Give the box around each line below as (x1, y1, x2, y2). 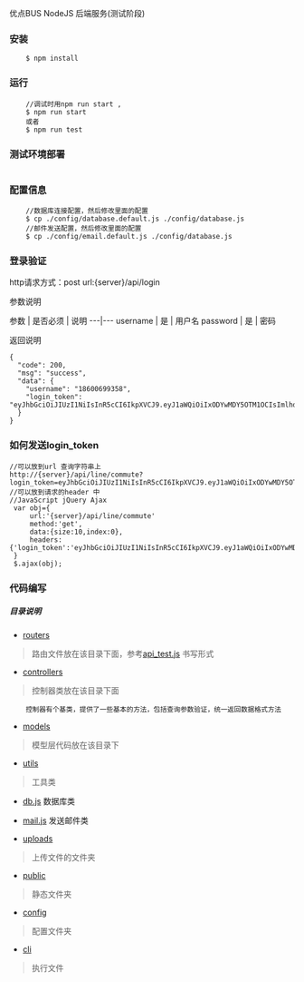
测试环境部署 (9, 148, 66, 161)
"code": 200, (17, 361, 67, 370)
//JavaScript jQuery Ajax (9, 496, 107, 505)
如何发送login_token (9, 439, 100, 452)
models (22, 721, 51, 732)
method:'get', (29, 519, 83, 528)
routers (22, 629, 50, 640)
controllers (22, 666, 63, 677)
